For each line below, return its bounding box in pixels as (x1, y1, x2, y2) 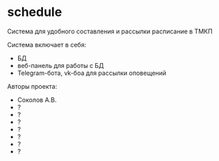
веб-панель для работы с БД (17, 61, 104, 69)
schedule (7, 4, 63, 20)
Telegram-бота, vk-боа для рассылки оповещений (17, 69, 167, 77)
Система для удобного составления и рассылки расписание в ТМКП (7, 27, 213, 35)
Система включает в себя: (7, 40, 87, 49)
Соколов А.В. (17, 95, 57, 104)
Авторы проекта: (7, 82, 58, 90)
